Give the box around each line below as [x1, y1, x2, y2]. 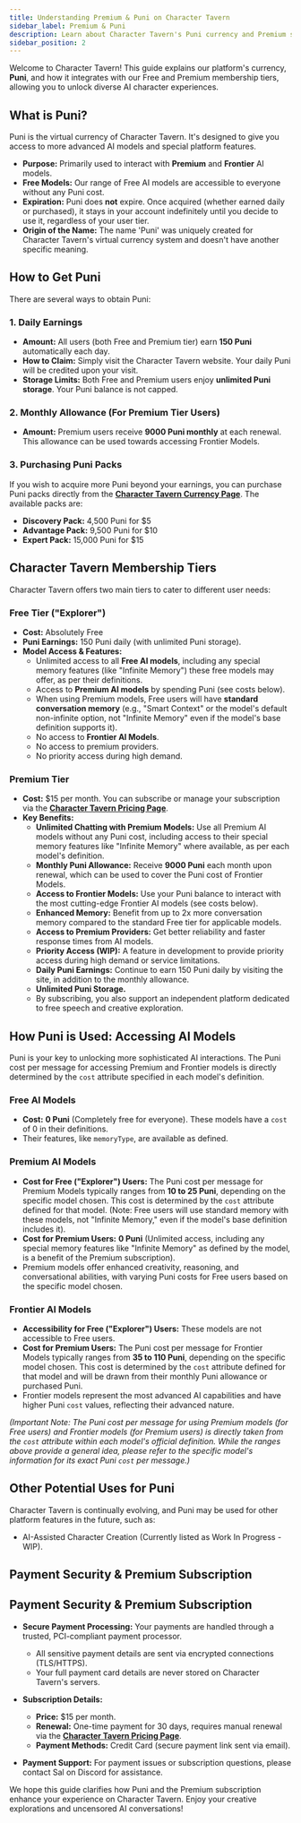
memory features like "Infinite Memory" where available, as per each [35, 841, 289, 852]
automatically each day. [21, 346, 110, 357]
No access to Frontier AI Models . [35, 731, 159, 742]
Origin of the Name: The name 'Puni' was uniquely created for [21, 225, 254, 236]
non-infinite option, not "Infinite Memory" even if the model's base [35, 712, 281, 723]
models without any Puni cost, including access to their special [35, 831, 269, 842]
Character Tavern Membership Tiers [9, 561, 217, 576]
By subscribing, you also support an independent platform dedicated [35, 993, 289, 1004]
